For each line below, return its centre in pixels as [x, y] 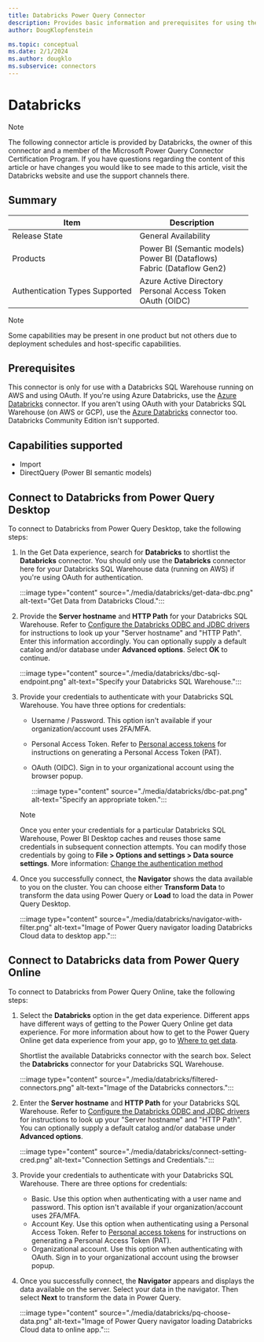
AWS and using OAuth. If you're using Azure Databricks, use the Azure [123, 396]
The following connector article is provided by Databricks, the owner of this [130, 142]
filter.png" [36, 927]
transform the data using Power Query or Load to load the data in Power [136, 896]
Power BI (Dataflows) [179, 258]
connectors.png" [47, 1087]
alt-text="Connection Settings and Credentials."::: [134, 1160]
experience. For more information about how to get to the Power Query [134, 1032]
